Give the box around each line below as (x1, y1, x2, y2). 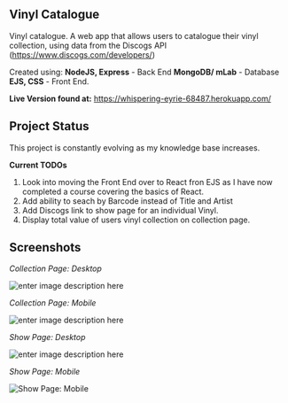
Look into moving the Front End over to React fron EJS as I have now (21, 176, 273, 187)
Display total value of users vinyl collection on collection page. (21, 214, 251, 225)
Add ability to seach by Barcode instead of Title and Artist (21, 195, 233, 206)
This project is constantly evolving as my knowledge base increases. (9, 142, 261, 153)
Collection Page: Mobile (9, 298, 97, 308)
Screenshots (9, 240, 82, 255)
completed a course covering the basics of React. (21, 186, 205, 197)
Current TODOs (9, 159, 68, 170)
